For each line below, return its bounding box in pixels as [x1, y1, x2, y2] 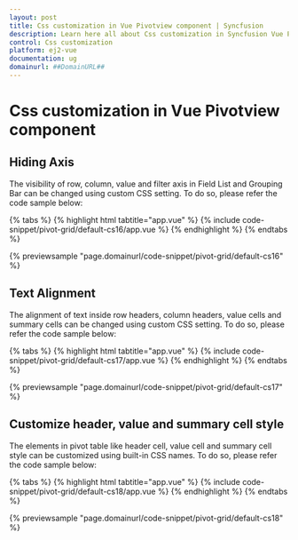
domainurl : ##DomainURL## [9, 63, 105, 72]
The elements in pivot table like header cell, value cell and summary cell [9, 441, 272, 451]
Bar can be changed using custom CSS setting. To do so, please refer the [9, 187, 278, 198]
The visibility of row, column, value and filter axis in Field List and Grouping [9, 179, 283, 189]
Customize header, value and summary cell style [9, 417, 285, 432]
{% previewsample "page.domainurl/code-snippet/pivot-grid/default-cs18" [9, 512, 284, 523]
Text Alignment [9, 286, 96, 301]
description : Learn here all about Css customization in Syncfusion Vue [9, 29, 284, 38]
